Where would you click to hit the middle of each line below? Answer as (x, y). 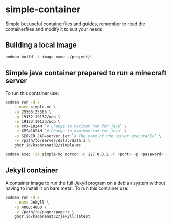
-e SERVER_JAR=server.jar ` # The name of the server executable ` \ (88, 136)
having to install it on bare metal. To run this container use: (67, 188)
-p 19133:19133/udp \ (37, 121)
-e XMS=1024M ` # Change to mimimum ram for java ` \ (71, 131)
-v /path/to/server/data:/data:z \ (52, 141)
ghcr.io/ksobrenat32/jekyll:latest (52, 217)
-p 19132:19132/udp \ (37, 117)
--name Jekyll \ (32, 202)
